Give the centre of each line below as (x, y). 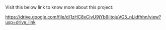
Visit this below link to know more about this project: (59, 7)
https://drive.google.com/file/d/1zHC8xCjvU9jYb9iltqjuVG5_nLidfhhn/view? (83, 17)
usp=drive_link (21, 22)
